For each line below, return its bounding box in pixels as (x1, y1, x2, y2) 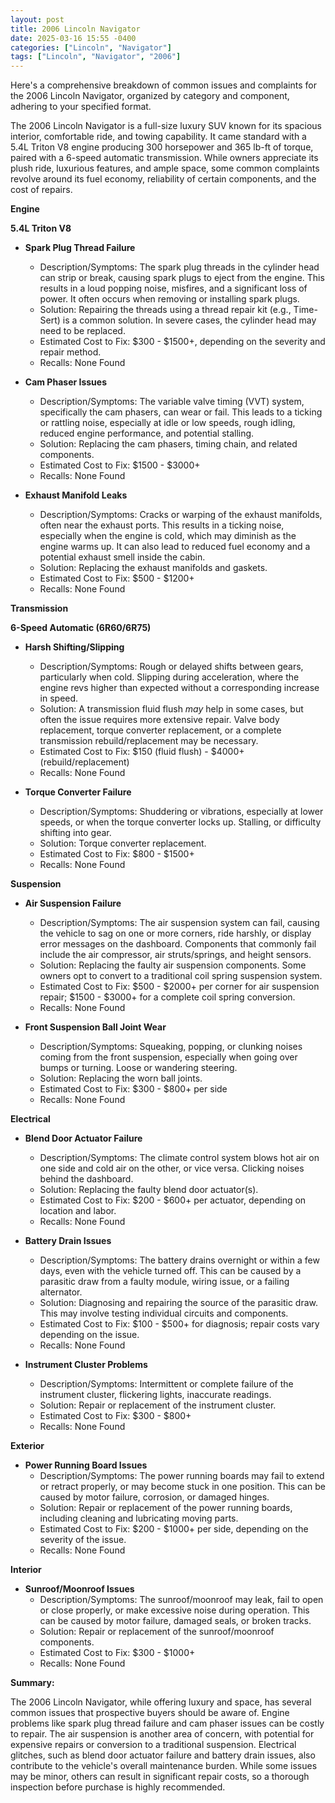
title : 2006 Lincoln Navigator (10, 24, 141, 34)
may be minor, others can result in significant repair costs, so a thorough (10, 1771, 310, 1783)
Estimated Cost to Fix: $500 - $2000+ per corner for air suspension (39, 981, 320, 993)
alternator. (39, 1286, 83, 1298)
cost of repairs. (10, 184, 73, 196)
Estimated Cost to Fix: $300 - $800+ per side (39, 1083, 228, 1095)
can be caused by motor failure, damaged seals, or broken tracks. (39, 1615, 312, 1627)
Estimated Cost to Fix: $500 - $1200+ (39, 572, 195, 585)
